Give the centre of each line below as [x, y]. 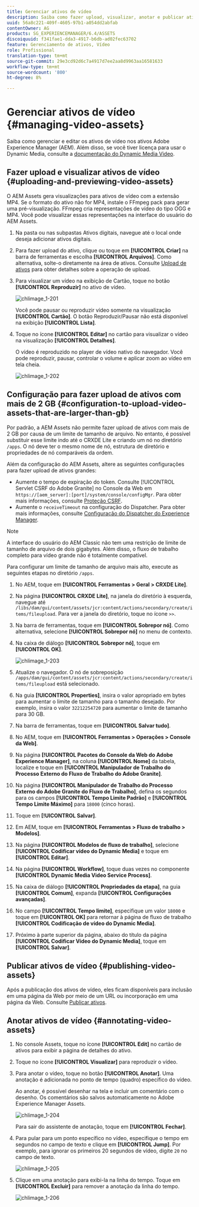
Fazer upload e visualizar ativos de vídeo [83, 172]
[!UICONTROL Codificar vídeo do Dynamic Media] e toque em [92, 851]
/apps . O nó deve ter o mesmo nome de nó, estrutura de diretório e [88, 446]
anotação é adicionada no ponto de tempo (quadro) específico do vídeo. [103, 1080]
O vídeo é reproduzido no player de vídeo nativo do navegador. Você [99, 352]
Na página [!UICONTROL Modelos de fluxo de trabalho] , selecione [97, 844]
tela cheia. [28, 364]
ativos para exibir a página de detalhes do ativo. [74, 1051]
